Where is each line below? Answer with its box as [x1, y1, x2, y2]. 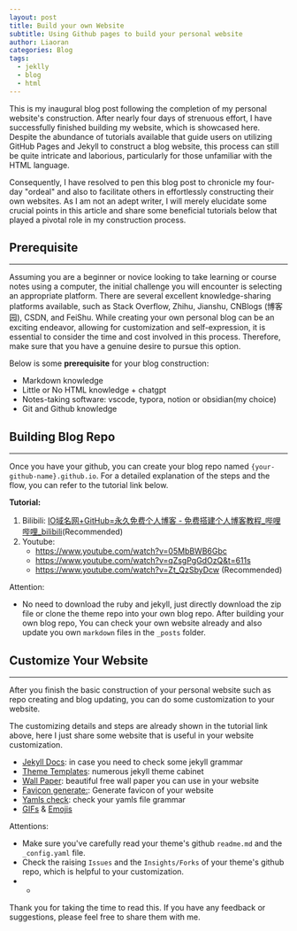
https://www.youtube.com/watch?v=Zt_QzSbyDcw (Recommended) [34, 564, 283, 576]
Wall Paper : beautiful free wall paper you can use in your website [21, 776, 259, 787]
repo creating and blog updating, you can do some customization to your [9, 694, 275, 705]
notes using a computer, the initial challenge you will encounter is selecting [9, 281, 283, 292]
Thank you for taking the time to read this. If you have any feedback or [9, 903, 266, 913]
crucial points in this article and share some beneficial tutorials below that [9, 205, 278, 215]
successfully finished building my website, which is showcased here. [9, 121, 261, 133]
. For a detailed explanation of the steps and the [95, 470, 270, 481]
